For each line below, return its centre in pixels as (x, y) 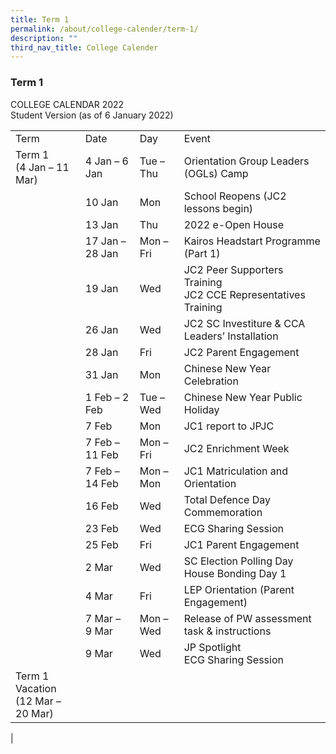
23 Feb (101, 528)
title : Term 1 (40, 19)
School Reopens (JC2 (235, 196)
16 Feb (101, 506)
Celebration (211, 381)
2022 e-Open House (234, 224)
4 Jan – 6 (106, 161)
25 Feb (101, 544)
